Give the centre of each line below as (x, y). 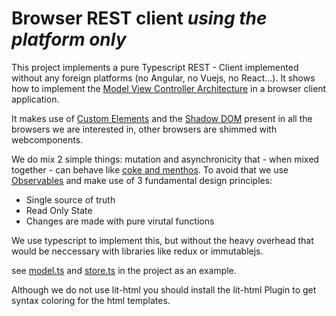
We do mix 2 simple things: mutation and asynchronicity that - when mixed (165, 159)
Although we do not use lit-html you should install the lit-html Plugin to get (164, 289)
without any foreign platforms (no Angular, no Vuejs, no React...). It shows (163, 78)
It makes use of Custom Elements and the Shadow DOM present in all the (162, 118)
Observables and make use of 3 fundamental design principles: (142, 180)
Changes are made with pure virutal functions (120, 221)
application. (35, 99)
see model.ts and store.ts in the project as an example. (124, 270)
